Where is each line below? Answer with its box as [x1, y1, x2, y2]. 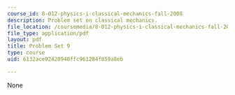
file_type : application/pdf [7, 29, 90, 37]
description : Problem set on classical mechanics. [7, 17, 158, 24]
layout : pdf [7, 36, 42, 43]
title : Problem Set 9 [7, 43, 71, 50]
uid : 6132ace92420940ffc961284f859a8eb [7, 56, 124, 63]
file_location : [7, 23, 52, 30]
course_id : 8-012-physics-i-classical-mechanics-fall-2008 [7, 10, 183, 17]
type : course [7, 50, 45, 57]
